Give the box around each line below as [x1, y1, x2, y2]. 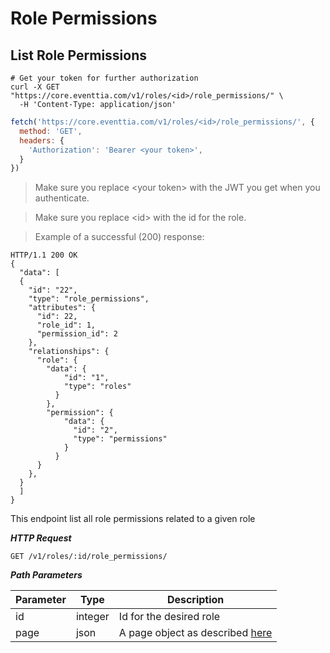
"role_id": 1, [36, 320, 97, 331]
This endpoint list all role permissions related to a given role [10, 513, 256, 525]
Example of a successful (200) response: [34, 231, 205, 243]
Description [166, 593, 225, 607]
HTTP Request [10, 532, 72, 544]
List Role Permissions [10, 47, 148, 64]
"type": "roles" [63, 382, 132, 392]
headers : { [19, 135, 65, 146]
